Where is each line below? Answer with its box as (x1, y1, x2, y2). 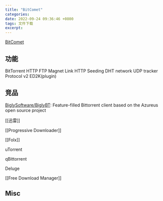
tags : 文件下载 (5, 21, 33, 26)
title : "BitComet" (5, 7, 43, 12)
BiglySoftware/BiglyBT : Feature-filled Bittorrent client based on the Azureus (5, 102, 159, 108)
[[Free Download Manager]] (5, 175, 62, 181)
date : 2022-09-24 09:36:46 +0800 (5, 16, 74, 21)
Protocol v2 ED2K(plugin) (5, 73, 57, 79)
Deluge (5, 166, 20, 171)
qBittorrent (5, 156, 27, 162)
